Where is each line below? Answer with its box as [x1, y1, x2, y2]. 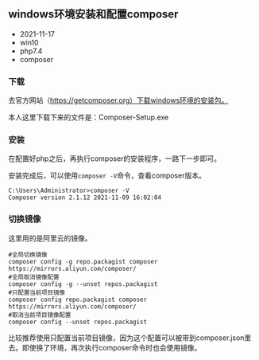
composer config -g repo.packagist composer [8, 257, 158, 265]
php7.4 [19, 46, 43, 56]
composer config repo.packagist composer [8, 295, 148, 303]
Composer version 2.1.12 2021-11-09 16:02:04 [8, 194, 161, 202]
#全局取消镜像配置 [8, 273, 60, 281]
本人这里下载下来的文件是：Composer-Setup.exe [8, 112, 169, 122]
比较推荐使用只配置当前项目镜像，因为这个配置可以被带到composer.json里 [8, 333, 252, 342]
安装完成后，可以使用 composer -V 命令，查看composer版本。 [8, 170, 207, 181]
